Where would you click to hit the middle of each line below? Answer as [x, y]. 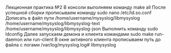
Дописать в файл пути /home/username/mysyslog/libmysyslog [73, 18]
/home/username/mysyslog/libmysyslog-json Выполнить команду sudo [82, 29]
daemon [14, 39]
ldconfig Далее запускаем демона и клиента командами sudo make [79, 34]
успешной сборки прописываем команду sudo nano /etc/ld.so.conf [79, 13]
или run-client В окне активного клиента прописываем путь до [92, 39]
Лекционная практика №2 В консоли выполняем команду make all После [86, 7]
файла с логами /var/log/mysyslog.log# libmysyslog [61, 45]
